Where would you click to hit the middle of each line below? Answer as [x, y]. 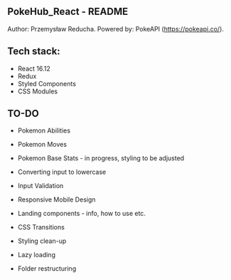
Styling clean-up [42, 241]
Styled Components [47, 83]
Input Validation [41, 186]
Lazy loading [36, 255]
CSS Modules [38, 91]
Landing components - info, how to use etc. [81, 214]
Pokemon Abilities [44, 130]
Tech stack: [34, 52]
